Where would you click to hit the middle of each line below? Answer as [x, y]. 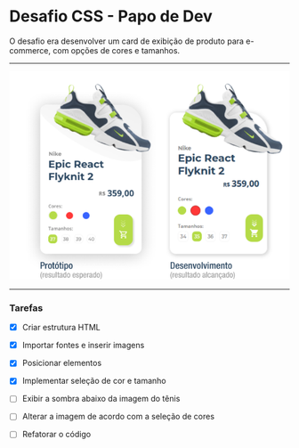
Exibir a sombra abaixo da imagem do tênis [101, 399]
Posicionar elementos [62, 363]
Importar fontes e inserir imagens [83, 346]
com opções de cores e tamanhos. [117, 50]
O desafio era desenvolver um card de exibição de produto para [127, 41]
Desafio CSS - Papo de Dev [111, 16]
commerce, [30, 50]
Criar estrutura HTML [61, 328]
